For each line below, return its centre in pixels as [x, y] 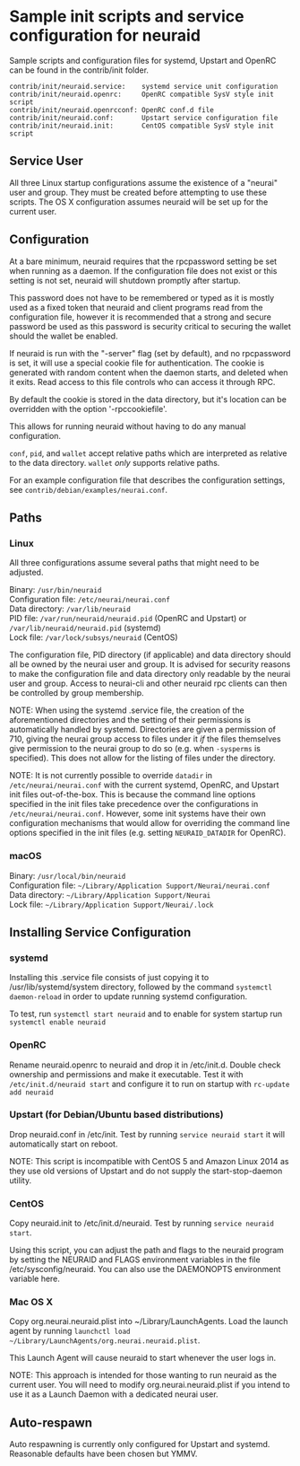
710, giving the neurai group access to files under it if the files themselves [145, 739]
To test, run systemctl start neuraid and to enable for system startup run [146, 1014]
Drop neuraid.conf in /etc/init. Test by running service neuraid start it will [147, 1134]
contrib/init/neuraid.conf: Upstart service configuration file [144, 118]
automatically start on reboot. [64, 1144]
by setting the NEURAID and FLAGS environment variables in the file [135, 1260]
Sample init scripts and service [127, 17]
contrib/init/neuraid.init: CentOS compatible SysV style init [142, 126]
